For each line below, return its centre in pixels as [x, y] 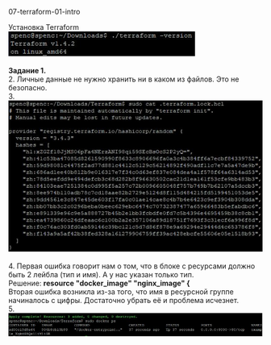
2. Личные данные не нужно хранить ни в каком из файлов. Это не [124, 79]
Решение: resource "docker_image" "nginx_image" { [99, 283]
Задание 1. [27, 71]
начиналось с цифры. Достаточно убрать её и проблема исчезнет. [124, 300]
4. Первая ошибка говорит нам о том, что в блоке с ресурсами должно [132, 266]
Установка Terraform [44, 27]
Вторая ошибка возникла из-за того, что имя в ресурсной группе [121, 291]
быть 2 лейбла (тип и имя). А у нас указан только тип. [101, 274]
